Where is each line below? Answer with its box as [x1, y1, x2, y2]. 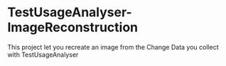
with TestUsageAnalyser [7, 50, 79, 59]
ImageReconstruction [7, 19, 139, 35]
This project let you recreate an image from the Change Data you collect [7, 43, 219, 51]
